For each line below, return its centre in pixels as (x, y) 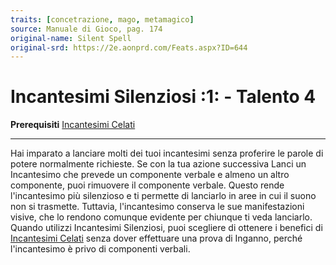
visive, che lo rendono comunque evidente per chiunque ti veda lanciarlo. (161, 217)
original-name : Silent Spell (71, 38)
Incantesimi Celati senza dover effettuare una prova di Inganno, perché (156, 238)
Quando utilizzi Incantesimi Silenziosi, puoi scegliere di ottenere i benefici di (166, 228)
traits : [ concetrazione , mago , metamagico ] (102, 19)
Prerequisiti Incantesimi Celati (73, 125)
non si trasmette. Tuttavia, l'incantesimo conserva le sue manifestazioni (157, 207)
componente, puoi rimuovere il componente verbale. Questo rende (147, 185)
